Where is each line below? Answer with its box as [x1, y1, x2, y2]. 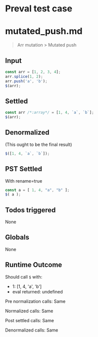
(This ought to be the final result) [5, 142, 72, 147]
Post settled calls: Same [5, 317, 54, 323]
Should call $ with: [5, 274, 43, 280]
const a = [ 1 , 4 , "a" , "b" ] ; [5, 188, 70, 193]
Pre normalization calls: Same [5, 298, 66, 304]
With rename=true [5, 178, 43, 184]
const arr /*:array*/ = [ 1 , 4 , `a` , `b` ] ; [5, 110, 94, 115]
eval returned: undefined [12, 289, 63, 294]
